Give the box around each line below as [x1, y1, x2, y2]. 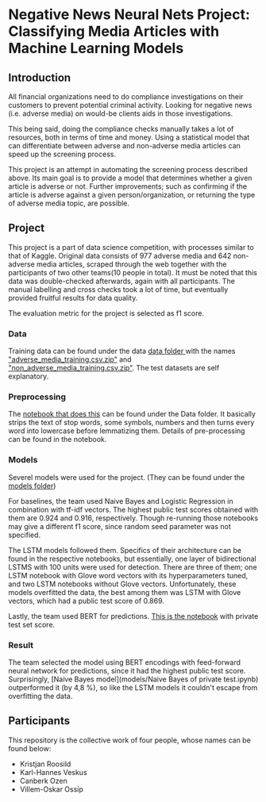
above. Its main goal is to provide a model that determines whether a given [8, 173, 253, 182]
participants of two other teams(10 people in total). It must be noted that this [8, 267, 258, 277]
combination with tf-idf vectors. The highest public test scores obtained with [8, 505, 259, 514]
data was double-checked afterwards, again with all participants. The [8, 276, 236, 286]
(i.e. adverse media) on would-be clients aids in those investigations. [8, 109, 233, 118]
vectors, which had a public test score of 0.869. [8, 596, 164, 605]
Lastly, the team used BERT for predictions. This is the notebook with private [8, 611, 259, 620]
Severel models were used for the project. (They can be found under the [8, 472, 245, 482]
